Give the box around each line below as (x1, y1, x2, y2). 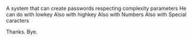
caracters (6, 17, 29, 24)
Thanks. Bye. (6, 28, 38, 35)
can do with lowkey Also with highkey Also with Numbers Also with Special (6, 11, 187, 18)
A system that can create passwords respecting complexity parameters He (6, 5, 187, 12)
